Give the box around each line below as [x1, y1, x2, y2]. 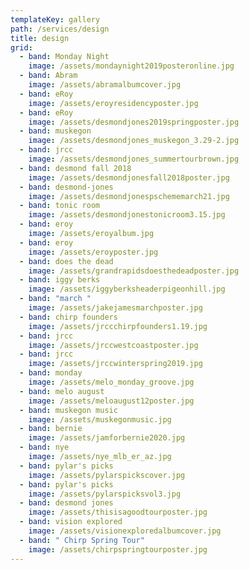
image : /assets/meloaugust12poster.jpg [28, 396, 195, 406]
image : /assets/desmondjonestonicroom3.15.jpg [28, 210, 226, 220]
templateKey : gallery [10, 14, 101, 25]
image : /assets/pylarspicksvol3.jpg [28, 489, 182, 499]
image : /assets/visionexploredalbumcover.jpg [28, 526, 222, 536]
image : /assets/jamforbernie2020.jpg [28, 433, 186, 443]
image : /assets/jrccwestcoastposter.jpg [28, 340, 199, 350]
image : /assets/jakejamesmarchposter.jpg [28, 303, 203, 313]
